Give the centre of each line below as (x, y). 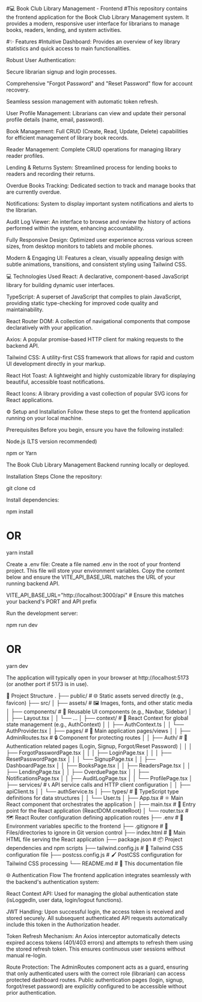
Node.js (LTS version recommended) (52, 441)
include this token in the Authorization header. (63, 924)
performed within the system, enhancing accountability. (75, 228)
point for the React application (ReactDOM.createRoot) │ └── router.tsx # (97, 810)
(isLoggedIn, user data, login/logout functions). (65, 900)
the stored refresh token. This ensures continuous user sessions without (96, 949)
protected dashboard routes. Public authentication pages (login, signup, (95, 980)
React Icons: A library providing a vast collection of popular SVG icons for (97, 393)
